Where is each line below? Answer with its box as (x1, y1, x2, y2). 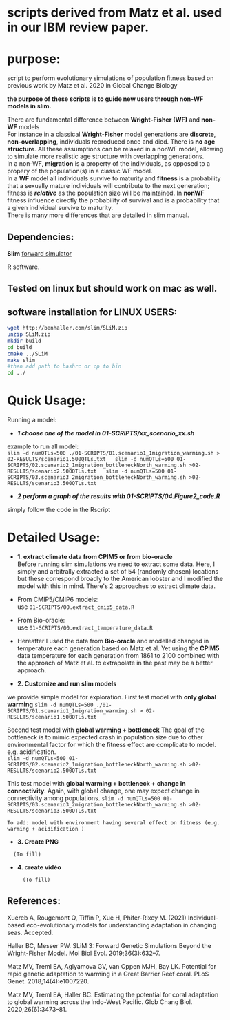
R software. (7, 263, 40, 271)
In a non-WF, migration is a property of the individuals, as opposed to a (7, 160, 211, 168)
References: (7, 895, 61, 907)
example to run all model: (7, 442, 79, 451)
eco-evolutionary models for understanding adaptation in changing (26, 920, 217, 929)
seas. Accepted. (7, 928, 54, 936)
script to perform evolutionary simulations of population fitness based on (7, 74, 214, 82)
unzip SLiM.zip (7, 331, 51, 338)
